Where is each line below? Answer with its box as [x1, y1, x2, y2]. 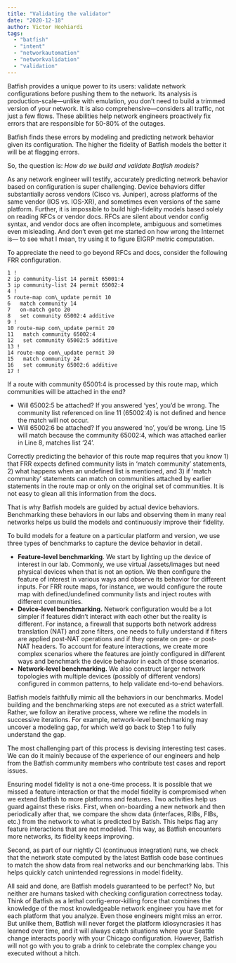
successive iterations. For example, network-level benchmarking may [7, 715, 209, 723]
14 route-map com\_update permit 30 [7, 349, 114, 356]
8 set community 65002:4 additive [7, 312, 114, 320]
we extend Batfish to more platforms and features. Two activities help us [7, 794, 217, 803]
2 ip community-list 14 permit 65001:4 [7, 275, 124, 282]
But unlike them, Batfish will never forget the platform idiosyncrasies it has [7, 919, 222, 927]
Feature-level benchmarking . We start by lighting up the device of [17, 552, 211, 561]
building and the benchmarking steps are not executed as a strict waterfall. [7, 700, 224, 709]
